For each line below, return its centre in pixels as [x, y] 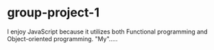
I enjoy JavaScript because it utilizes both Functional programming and [107, 32]
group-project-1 [53, 13]
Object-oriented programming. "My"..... [62, 38]
